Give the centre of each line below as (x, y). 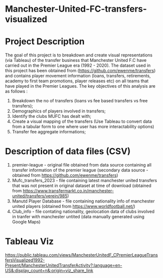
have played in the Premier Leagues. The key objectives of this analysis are (80, 86)
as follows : (16, 92)
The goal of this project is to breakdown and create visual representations (79, 55)
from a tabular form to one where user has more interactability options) (83, 127)
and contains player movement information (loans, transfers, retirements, (78, 76)
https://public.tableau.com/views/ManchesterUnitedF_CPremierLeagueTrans (81, 255)
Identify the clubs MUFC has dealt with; (51, 116)
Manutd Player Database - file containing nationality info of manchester (83, 201)
